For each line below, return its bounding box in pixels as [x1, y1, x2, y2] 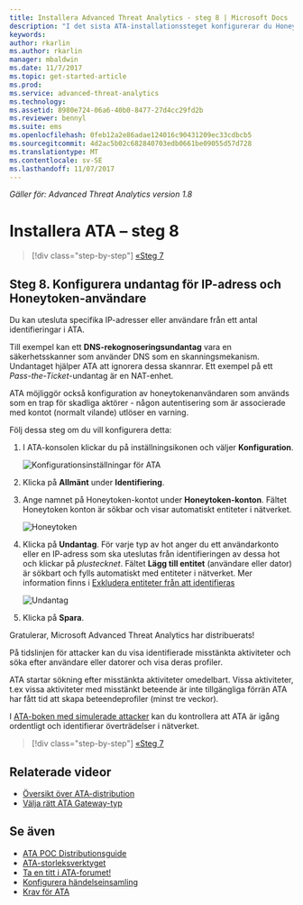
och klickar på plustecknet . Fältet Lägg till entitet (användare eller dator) [22, 559, 293, 569]
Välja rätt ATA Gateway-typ [22, 798, 124, 808]
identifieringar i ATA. [9, 324, 86, 335]
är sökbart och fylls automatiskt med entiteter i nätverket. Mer [22, 568, 252, 578]
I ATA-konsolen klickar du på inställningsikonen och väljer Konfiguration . [22, 442, 294, 453]
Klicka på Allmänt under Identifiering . [22, 477, 165, 488]
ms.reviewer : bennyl [9, 114, 87, 123]
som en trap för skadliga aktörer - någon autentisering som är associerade [9, 398, 286, 409]
